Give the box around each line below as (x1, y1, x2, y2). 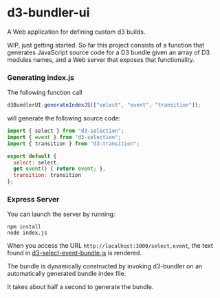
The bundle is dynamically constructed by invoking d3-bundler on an (7, 262, 203, 270)
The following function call (7, 88, 82, 97)
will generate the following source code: (7, 114, 121, 123)
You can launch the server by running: (7, 210, 115, 218)
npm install (7, 224, 41, 231)
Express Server (7, 195, 60, 204)
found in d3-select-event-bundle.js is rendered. (7, 249, 142, 257)
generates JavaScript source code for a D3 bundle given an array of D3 (7, 48, 210, 56)
